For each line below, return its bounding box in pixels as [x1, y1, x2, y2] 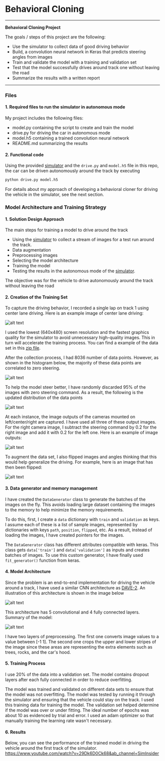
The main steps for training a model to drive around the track [5, 227, 129, 233]
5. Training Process [5, 660, 46, 666]
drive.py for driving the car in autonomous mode [12, 130, 110, 136]
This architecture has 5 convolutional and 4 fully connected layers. [5, 609, 140, 615]
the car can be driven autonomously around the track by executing [5, 168, 140, 174]
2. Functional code [5, 151, 44, 157]
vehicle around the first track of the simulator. [5, 745, 97, 751]
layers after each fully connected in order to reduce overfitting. [5, 677, 133, 683]
